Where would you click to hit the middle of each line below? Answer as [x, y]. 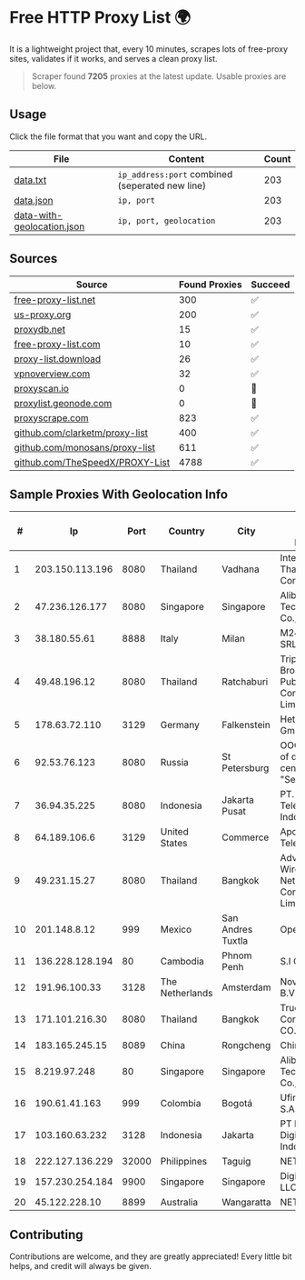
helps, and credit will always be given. [80, 1266]
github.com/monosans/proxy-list [85, 447]
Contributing [46, 1234]
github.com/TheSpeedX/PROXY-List [92, 462]
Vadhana [241, 569]
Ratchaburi [245, 682]
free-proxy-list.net [55, 299]
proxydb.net [40, 329]
